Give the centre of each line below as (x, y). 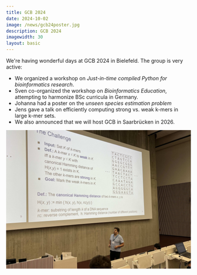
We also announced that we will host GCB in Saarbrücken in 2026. (94, 122)
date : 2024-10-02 (27, 18)
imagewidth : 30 (25, 37)
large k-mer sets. (35, 116)
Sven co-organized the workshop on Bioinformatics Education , (91, 91)
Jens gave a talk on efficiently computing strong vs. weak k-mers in (96, 109)
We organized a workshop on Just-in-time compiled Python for (91, 78)
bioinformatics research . (44, 84)
